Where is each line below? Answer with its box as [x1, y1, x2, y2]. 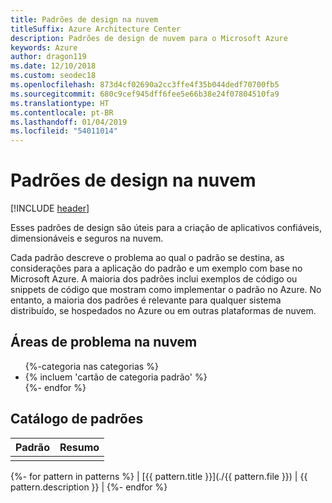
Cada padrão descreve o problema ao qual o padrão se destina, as [10, 252, 285, 264]
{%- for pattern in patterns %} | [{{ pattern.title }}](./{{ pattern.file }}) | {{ [10, 470, 308, 482]
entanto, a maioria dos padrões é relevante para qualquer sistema [10, 294, 282, 306]
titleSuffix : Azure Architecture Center [10, 24, 182, 34]
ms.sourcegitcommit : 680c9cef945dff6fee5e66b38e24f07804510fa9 [10, 89, 280, 99]
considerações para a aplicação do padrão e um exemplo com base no [10, 262, 303, 275]
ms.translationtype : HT [10, 98, 110, 108]
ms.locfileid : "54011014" [10, 126, 118, 136]
